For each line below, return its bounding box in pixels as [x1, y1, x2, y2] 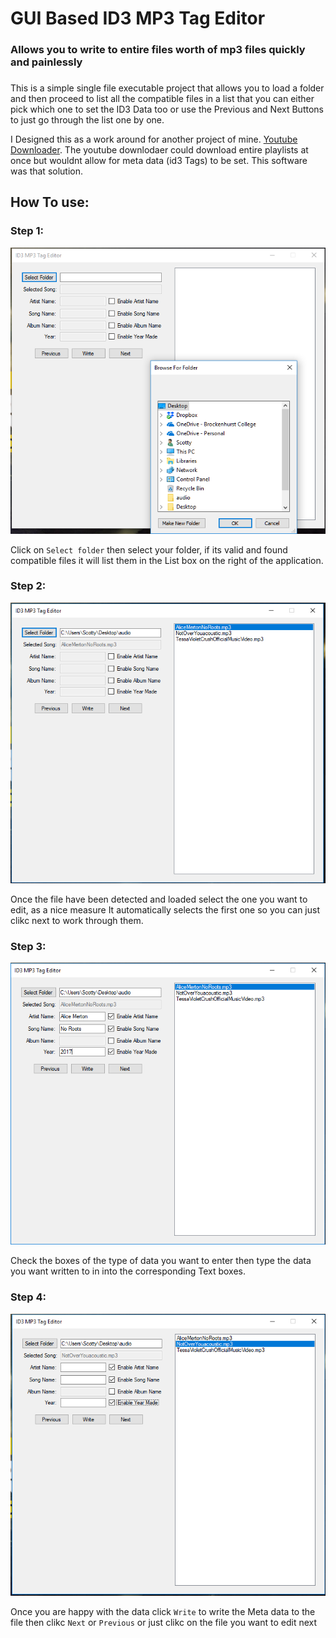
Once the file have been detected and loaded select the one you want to [10, 893, 308, 905]
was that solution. [10, 165, 84, 177]
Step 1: [10, 224, 44, 238]
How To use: [10, 194, 90, 211]
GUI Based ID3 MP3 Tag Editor [10, 7, 266, 30]
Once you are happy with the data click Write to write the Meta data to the [10, 1605, 316, 1617]
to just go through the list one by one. [10, 114, 165, 126]
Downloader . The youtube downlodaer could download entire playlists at [10, 144, 309, 156]
